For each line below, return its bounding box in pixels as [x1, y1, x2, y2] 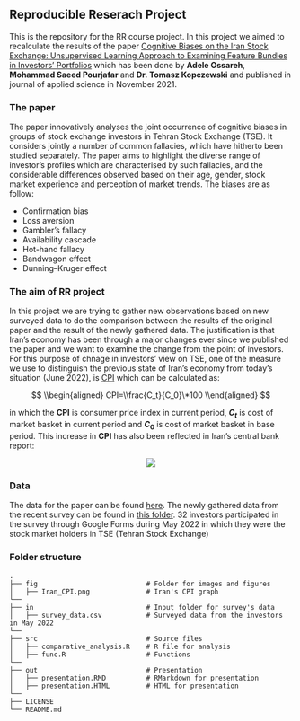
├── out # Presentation [9, 665, 203, 674]
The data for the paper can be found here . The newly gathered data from [9, 500, 280, 511]
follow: [9, 189, 34, 199]
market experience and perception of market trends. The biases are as [9, 179, 271, 189]
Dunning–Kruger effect [22, 263, 108, 274]
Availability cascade [22, 234, 97, 245]
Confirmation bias [22, 206, 89, 216]
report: [9, 440, 35, 451]
